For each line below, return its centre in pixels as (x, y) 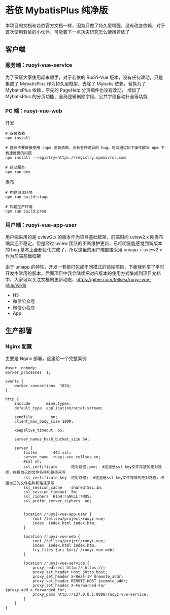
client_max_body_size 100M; (44, 421)
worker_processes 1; (28, 372)
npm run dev (18, 172)
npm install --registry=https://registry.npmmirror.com (65, 157)
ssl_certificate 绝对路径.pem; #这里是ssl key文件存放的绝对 (91, 467)
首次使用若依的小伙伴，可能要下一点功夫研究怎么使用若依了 (67, 32)
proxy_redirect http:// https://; (69, 568)
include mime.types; (43, 403)
